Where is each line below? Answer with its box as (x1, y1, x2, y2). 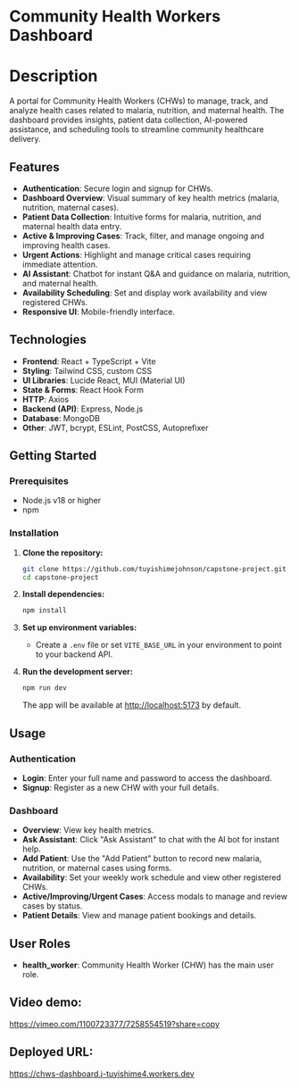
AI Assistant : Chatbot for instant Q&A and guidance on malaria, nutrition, (21, 268, 291, 278)
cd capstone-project (21, 573, 99, 582)
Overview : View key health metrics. (21, 825, 154, 835)
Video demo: (9, 995, 82, 1010)
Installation (9, 527, 60, 539)
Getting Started (9, 448, 97, 463)
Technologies (9, 332, 87, 347)
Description (9, 66, 98, 87)
